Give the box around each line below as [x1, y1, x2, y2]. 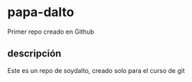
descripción [7, 48, 62, 60]
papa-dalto [7, 4, 74, 20]
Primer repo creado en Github [7, 27, 94, 36]
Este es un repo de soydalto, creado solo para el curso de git [7, 66, 186, 74]
